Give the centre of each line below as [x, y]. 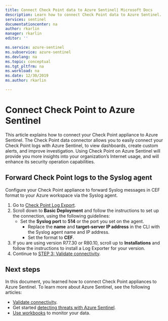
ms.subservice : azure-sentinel [38, 52]
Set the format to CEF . [51, 237]
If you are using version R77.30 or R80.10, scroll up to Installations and [86, 243]
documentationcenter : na [31, 24]
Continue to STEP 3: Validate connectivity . [57, 254]
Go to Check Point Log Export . [44, 205]
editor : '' [17, 39]
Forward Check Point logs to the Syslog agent [79, 178]
